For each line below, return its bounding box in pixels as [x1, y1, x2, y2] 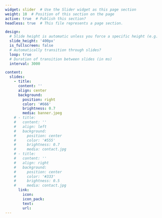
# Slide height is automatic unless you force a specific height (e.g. [9, 34, 159, 39]
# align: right [14, 160, 49, 165]
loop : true [9, 52, 32, 57]
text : [22, 201, 34, 206]
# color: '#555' [14, 138, 56, 143]
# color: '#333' [14, 174, 56, 179]
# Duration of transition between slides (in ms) [9, 56, 112, 61]
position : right [22, 97, 56, 102]
